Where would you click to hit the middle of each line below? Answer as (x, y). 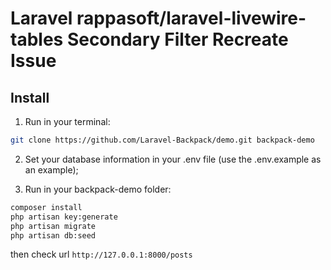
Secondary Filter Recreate (177, 39)
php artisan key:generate (64, 217)
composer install (46, 207)
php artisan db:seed (53, 235)
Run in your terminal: (67, 121)
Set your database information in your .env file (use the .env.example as (173, 159)
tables (37, 39)
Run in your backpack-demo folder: (98, 189)
